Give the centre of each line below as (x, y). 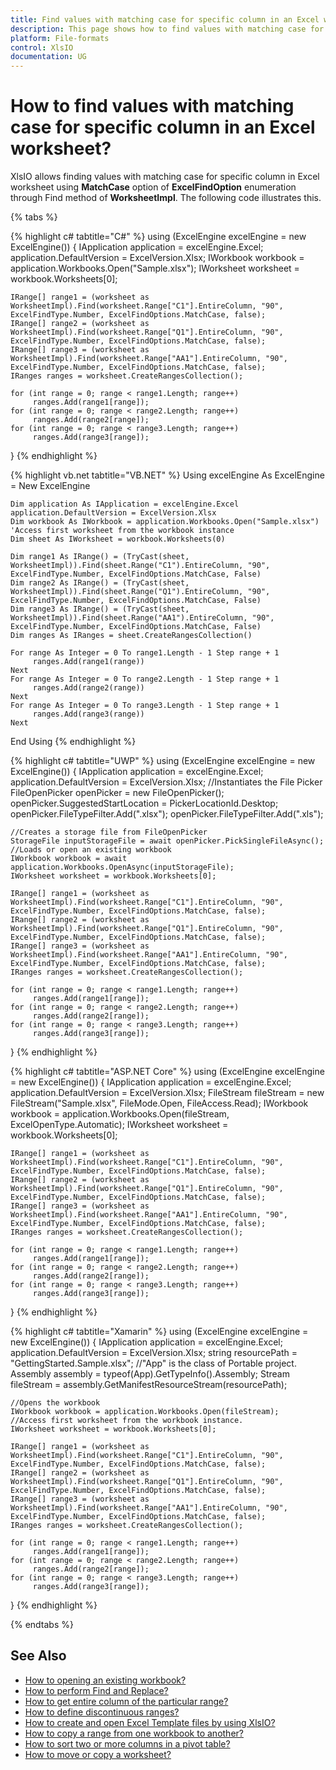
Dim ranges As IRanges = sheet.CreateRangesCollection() (131, 636)
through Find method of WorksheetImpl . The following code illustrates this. (166, 198)
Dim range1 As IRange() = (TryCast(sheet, (100, 557)
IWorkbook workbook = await (69, 859)
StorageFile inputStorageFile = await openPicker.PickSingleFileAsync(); (167, 841)
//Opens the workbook (55, 1403)
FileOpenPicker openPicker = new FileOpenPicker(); (117, 793)
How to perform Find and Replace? (96, 1690)
